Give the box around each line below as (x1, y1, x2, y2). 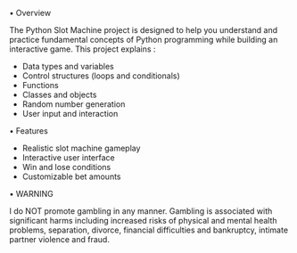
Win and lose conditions (21, 162, 111, 172)
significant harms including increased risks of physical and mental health (9, 216, 278, 225)
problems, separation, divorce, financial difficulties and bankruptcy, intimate (9, 224, 288, 235)
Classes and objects (21, 89, 97, 100)
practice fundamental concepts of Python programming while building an (9, 35, 278, 45)
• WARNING (9, 189, 54, 199)
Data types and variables (21, 61, 114, 71)
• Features (9, 126, 49, 136)
